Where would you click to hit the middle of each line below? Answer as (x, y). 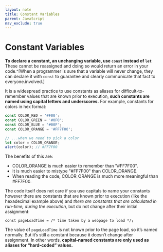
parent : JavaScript (25, 19)
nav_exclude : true (24, 23)
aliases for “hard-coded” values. (39, 245)
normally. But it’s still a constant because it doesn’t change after (69, 235)
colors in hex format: (26, 107)
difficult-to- (133, 91)
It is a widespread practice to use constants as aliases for (63, 91)
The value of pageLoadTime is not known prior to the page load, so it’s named (81, 230)
